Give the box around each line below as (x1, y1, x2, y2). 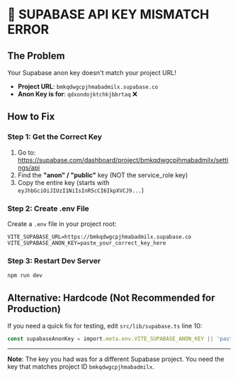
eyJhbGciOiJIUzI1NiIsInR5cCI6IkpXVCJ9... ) (17, 186, 144, 194)
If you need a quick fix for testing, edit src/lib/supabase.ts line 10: (7, 321, 203, 330)
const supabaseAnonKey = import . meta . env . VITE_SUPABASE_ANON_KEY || (7, 335, 214, 343)
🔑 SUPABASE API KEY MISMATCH (7, 6, 210, 23)
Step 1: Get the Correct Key (7, 132, 103, 142)
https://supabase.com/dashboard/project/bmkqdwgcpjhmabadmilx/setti (17, 155, 229, 164)
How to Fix (7, 111, 55, 123)
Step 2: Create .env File (7, 204, 90, 213)
